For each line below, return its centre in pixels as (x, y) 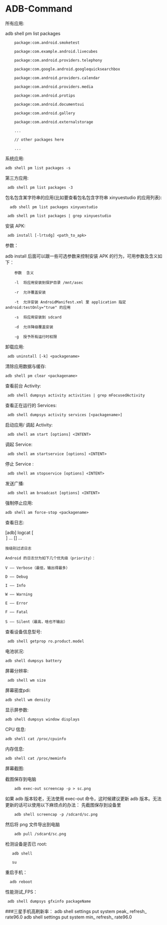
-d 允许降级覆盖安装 (34, 327)
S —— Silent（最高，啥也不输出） (36, 622)
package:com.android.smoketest (47, 43)
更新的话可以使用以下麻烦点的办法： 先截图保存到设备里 (63, 805)
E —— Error (17, 603)
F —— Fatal (17, 612)
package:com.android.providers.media (54, 87)
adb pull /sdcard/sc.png (40, 834)
